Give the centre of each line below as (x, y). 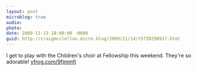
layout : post (22, 11)
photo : (14, 28)
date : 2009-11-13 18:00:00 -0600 (47, 33)
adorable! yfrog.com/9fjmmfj (41, 62)
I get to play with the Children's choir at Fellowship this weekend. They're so (99, 55)
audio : (14, 22)
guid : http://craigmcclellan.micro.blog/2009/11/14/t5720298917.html (93, 39)
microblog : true (26, 17)
